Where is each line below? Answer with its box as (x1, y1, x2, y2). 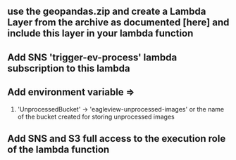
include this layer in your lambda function (7, 27, 194, 39)
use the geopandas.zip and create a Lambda (7, 6, 206, 18)
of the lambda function (7, 143, 110, 155)
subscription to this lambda (7, 62, 130, 74)
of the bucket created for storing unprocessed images (17, 112, 175, 121)
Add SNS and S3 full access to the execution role (7, 133, 226, 145)
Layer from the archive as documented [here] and (7, 17, 230, 29)
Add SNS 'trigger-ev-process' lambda (7, 51, 178, 63)
